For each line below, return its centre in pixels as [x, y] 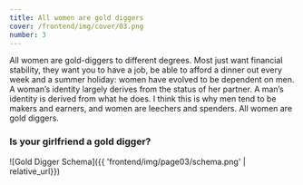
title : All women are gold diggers [77, 18]
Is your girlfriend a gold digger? [80, 141]
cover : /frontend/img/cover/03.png [77, 26]
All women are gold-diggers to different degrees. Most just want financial [146, 61]
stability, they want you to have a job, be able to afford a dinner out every [146, 70]
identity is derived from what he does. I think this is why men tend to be [143, 99]
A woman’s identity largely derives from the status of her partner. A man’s [147, 89]
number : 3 [28, 34]
